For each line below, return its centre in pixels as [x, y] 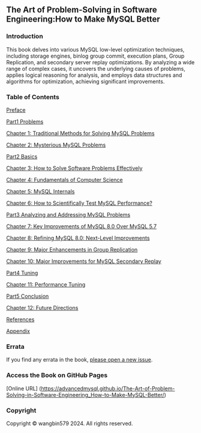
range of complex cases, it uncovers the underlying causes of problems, [96, 68]
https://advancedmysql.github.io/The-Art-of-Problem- [108, 388]
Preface [16, 110]
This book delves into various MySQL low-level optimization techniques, [95, 49]
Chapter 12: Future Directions [42, 307]
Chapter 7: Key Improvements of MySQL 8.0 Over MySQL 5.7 [82, 226]
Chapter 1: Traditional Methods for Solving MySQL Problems [80, 133]
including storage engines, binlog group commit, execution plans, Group [95, 56]
